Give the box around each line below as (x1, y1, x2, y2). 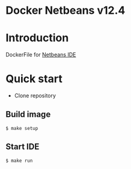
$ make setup (5, 125, 38, 131)
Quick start (5, 72, 62, 86)
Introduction (5, 31, 69, 45)
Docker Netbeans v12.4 (5, 4, 126, 17)
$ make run (5, 158, 33, 164)
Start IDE (5, 142, 40, 152)
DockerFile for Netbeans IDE (5, 51, 76, 58)
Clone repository (14, 92, 56, 99)
